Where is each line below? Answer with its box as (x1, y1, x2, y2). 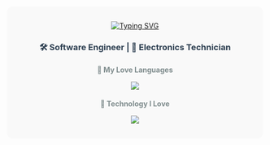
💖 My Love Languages (97, 65, 173, 75)
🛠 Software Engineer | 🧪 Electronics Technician (38, 41, 232, 53)
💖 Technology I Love (99, 99, 171, 109)
